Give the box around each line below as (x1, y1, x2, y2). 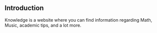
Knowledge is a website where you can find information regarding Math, (4, 17, 153, 23)
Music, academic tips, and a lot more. (4, 22, 81, 28)
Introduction (4, 4, 44, 12)
